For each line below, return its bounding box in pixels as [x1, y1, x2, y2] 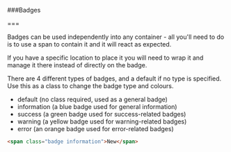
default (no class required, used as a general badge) [17, 95, 168, 103]
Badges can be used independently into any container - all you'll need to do [7, 33, 225, 41]
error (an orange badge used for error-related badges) [17, 125, 174, 133]
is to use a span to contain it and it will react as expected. [7, 40, 172, 48]
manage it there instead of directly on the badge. [7, 61, 148, 69]
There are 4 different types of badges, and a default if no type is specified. [7, 74, 222, 83]
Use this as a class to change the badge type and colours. [7, 82, 174, 90]
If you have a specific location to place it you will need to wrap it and [7, 53, 204, 62]
